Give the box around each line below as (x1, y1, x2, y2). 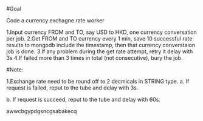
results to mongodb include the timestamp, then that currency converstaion (6, 42, 196, 48)
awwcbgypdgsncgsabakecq (6, 108, 77, 114)
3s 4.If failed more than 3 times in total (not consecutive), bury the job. (6, 54, 183, 61)
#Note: (6, 66, 24, 73)
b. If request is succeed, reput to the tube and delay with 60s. (6, 96, 161, 103)
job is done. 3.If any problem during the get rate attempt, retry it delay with (6, 48, 193, 55)
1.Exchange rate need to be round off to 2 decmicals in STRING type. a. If (6, 78, 190, 85)
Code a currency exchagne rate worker (6, 17, 105, 24)
